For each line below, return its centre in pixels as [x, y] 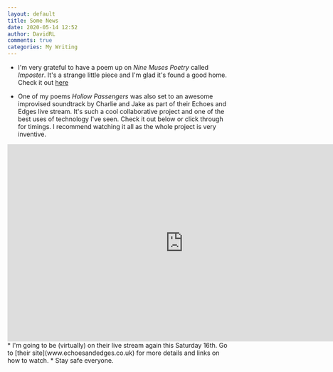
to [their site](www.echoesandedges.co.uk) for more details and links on [113, 353]
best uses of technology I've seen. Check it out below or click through [120, 119]
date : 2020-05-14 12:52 [43, 27]
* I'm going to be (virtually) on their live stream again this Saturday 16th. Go [117, 345]
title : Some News [33, 21]
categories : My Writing [43, 47]
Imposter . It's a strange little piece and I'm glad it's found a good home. [122, 75]
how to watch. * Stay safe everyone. [60, 360]
